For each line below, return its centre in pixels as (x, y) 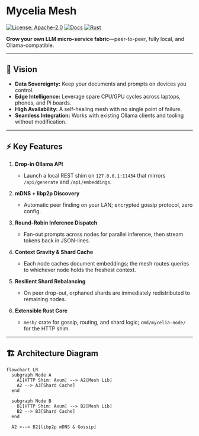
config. (32, 211)
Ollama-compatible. (30, 45)
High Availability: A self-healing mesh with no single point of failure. (98, 109)
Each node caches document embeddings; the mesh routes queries (106, 263)
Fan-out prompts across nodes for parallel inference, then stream (103, 234)
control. (24, 90)
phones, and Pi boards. (43, 103)
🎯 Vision (22, 69)
